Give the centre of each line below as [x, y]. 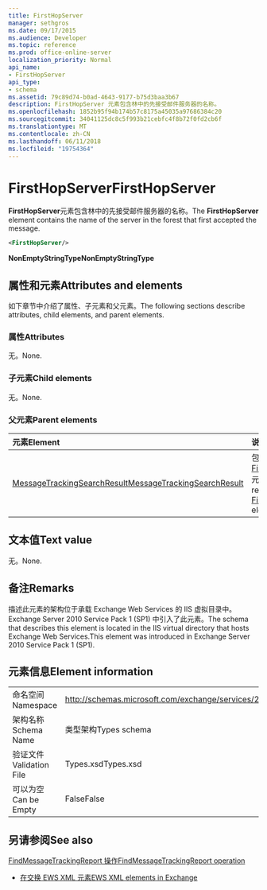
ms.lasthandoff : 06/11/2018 [55, 141]
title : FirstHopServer [46, 16]
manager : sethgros [39, 23]
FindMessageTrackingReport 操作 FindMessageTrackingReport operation [127, 861]
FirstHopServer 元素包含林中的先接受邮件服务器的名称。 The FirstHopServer [133, 211]
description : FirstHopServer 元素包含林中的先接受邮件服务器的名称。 [114, 104]
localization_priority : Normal [60, 60]
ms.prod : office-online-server [60, 52]
